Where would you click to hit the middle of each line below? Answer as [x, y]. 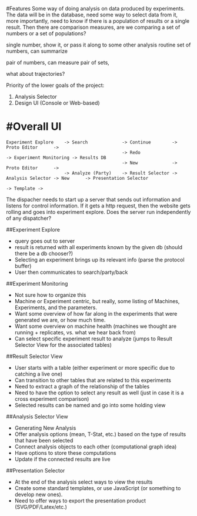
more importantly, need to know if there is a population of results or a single [98, 21]
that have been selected [44, 440]
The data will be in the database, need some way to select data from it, [92, 15]
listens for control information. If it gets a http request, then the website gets [98, 206]
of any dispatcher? [29, 218]
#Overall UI [34, 127]
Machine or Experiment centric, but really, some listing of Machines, [97, 301]
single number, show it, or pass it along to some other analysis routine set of [98, 45]
